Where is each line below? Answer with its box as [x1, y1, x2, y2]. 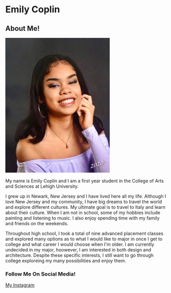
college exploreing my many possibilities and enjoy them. [5, 258, 127, 264]
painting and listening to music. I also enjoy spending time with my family [5, 215, 160, 221]
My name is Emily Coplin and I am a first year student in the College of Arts [5, 178, 164, 184]
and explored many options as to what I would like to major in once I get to [5, 236, 163, 242]
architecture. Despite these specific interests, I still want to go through [5, 252, 154, 258]
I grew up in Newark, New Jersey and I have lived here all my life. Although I [5, 193, 166, 199]
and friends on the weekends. [5, 221, 68, 226]
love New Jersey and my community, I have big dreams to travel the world [5, 199, 162, 205]
